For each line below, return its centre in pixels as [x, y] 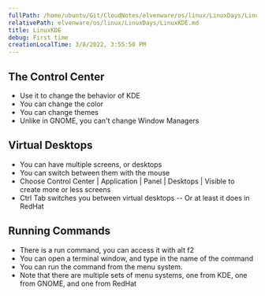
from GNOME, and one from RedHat [78, 283]
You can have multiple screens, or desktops [91, 164]
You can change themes [59, 112]
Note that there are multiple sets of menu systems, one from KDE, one [133, 275]
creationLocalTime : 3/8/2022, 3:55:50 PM [77, 45]
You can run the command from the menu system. [101, 266]
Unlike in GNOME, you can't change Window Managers [109, 120]
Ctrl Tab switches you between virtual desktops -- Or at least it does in [134, 198]
